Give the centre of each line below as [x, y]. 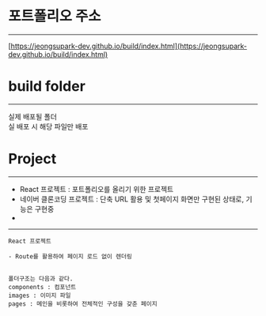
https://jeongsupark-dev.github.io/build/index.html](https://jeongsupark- [129, 46]
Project [32, 159]
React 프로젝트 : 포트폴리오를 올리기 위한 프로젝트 [97, 189]
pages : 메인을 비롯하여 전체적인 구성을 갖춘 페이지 [83, 304]
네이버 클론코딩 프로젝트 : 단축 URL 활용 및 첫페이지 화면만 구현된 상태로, [132, 199]
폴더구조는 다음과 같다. [41, 278]
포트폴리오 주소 [55, 16]
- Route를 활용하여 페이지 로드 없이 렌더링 [70, 256]
